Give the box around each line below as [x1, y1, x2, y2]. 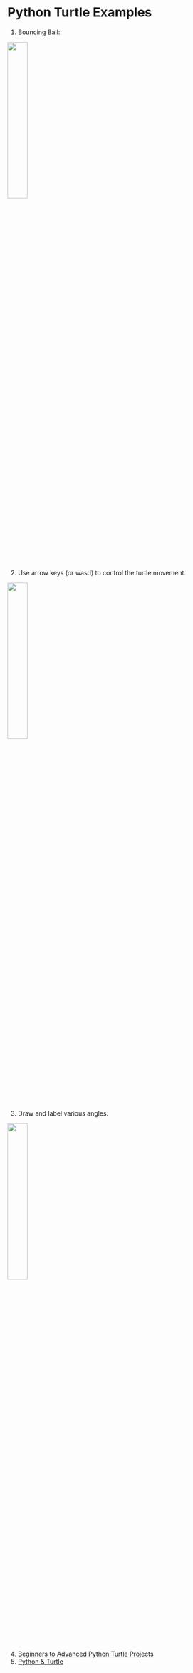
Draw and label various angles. [17, 1108, 109, 1118]
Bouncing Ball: [17, 28, 61, 36]
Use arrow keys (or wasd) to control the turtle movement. [17, 568, 187, 577]
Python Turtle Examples [7, 4, 152, 21]
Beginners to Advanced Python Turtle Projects [17, 1650, 155, 1658]
